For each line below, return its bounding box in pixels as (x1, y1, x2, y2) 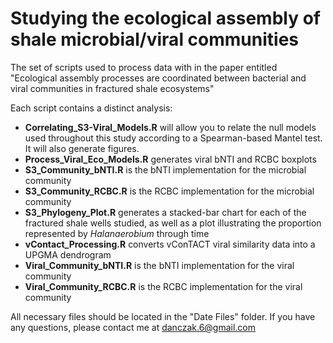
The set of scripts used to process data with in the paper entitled (10, 61, 278, 73)
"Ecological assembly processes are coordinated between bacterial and (10, 72, 307, 84)
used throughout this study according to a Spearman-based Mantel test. (24, 132, 323, 144)
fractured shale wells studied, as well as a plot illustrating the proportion (24, 217, 322, 229)
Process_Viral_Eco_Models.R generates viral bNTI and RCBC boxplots (24, 153, 317, 165)
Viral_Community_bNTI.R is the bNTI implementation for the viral (24, 259, 295, 271)
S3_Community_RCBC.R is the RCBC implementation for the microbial (24, 185, 315, 197)
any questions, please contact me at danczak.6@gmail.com (10, 321, 257, 333)
